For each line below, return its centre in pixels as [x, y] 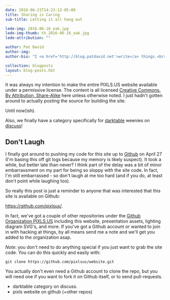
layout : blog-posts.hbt [30, 70]
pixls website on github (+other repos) [52, 292]
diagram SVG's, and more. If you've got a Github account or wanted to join [83, 227]
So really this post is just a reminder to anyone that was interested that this [83, 191]
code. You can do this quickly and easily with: [53, 253]
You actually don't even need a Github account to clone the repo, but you [81, 271]
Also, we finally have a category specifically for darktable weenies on [78, 121]
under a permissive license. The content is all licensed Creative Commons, [83, 90]
